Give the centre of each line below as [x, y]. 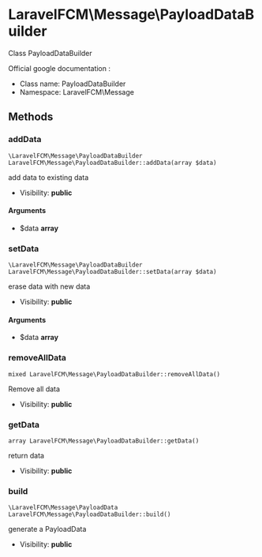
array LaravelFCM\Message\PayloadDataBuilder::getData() [104, 441]
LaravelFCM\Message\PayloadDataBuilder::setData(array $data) [112, 272]
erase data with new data [49, 286]
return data [26, 455]
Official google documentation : [59, 68]
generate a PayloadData [47, 529]
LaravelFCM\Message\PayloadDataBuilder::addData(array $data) [112, 163]
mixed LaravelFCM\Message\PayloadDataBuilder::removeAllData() [114, 374]
